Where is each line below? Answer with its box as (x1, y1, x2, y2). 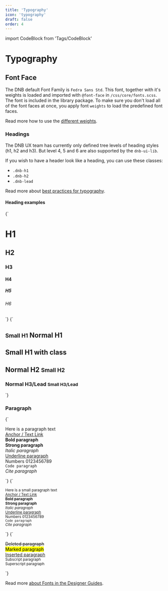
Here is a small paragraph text (5, 488, 58, 493)
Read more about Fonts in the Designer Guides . (5, 580, 104, 586)
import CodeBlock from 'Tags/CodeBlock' (5, 35, 92, 42)
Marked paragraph (5, 546, 44, 553)
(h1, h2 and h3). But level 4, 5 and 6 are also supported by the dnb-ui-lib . (5, 147, 158, 153)
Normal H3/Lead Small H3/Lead (5, 380, 78, 387)
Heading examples (5, 200, 45, 206)
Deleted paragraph (5, 541, 44, 547)
